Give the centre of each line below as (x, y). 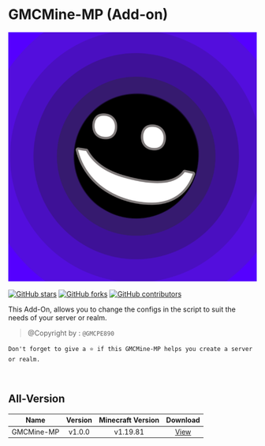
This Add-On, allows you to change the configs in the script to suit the (122, 309)
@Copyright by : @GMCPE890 (71, 333)
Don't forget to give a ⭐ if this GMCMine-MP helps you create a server (131, 349)
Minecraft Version (129, 420)
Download (183, 420)
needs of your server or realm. (58, 317)
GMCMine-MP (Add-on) (88, 15)
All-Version (37, 399)
